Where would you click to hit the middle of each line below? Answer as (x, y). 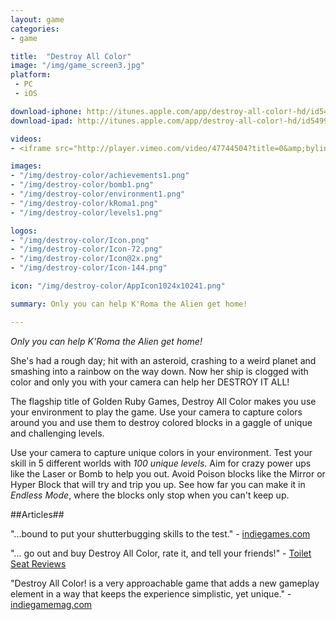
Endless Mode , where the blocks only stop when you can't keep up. (150, 495)
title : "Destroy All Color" (71, 56)
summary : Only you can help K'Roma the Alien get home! (129, 304)
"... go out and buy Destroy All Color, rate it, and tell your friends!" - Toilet (161, 553)
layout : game (37, 19)
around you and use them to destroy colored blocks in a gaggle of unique (161, 422)
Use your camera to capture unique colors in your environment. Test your (161, 452)
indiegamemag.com (51, 604)
